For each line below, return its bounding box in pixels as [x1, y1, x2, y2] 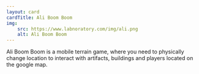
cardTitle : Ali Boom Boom [6, 15, 72, 21]
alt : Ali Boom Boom [17, 32, 67, 38]
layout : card [6, 8, 40, 15]
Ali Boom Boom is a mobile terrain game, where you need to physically [6, 48, 185, 55]
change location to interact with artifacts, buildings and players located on [6, 55, 193, 62]
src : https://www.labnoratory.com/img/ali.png [17, 25, 138, 32]
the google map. [6, 61, 48, 69]
